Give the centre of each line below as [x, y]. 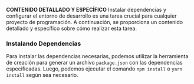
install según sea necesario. [42, 75]
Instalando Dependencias [44, 43]
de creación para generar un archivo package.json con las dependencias [94, 63]
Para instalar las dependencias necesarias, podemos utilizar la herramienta [97, 56]
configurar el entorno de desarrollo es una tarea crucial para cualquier [91, 16]
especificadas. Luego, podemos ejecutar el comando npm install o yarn [94, 69]
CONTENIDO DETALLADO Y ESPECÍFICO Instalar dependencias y [86, 10]
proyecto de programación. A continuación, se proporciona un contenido [95, 22]
